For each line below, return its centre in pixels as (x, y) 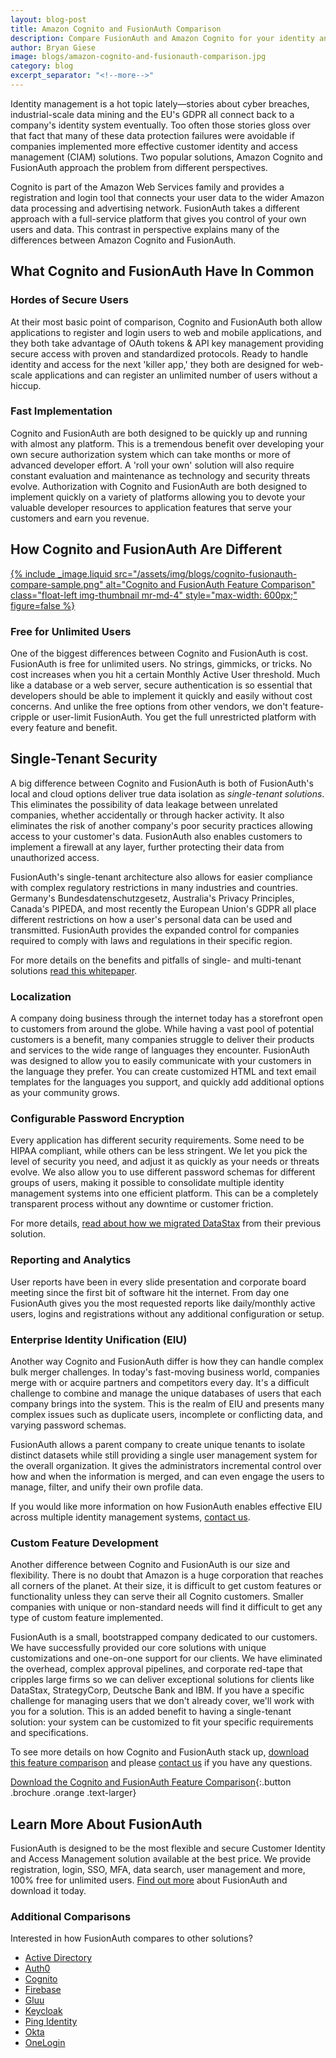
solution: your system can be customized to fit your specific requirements (162, 1722)
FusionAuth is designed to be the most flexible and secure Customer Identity (168, 1848)
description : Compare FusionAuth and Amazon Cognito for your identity (162, 38)
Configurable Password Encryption (97, 1118)
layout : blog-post (48, 19)
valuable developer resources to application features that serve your (151, 507)
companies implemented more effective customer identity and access (154, 146)
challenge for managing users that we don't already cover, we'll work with (162, 1701)
